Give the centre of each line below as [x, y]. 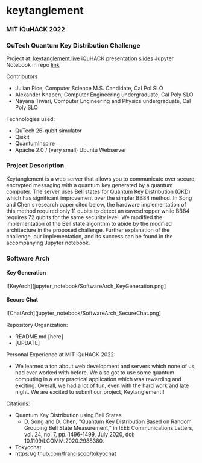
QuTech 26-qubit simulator [49, 131]
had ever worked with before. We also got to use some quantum [95, 373]
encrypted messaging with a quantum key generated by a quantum [90, 185]
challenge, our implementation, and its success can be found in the [90, 236]
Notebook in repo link [33, 65]
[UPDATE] [27, 343]
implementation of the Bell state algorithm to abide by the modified [89, 223]
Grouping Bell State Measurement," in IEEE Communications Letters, [109, 428]
